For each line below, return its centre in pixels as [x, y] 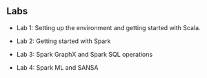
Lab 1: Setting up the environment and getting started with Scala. [108, 27]
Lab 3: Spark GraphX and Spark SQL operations [85, 54]
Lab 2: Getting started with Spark [63, 41]
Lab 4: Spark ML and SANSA [57, 67]
